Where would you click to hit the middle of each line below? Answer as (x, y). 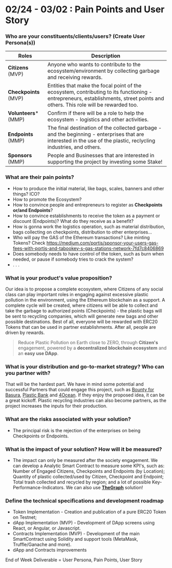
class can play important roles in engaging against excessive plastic (77, 294)
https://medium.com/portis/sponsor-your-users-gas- (102, 243)
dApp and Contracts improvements (50, 550)
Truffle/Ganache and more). (42, 544)
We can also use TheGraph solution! (104, 487)
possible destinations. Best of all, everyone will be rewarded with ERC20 (81, 322)
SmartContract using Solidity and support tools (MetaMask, (75, 539)
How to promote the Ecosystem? (47, 199)
